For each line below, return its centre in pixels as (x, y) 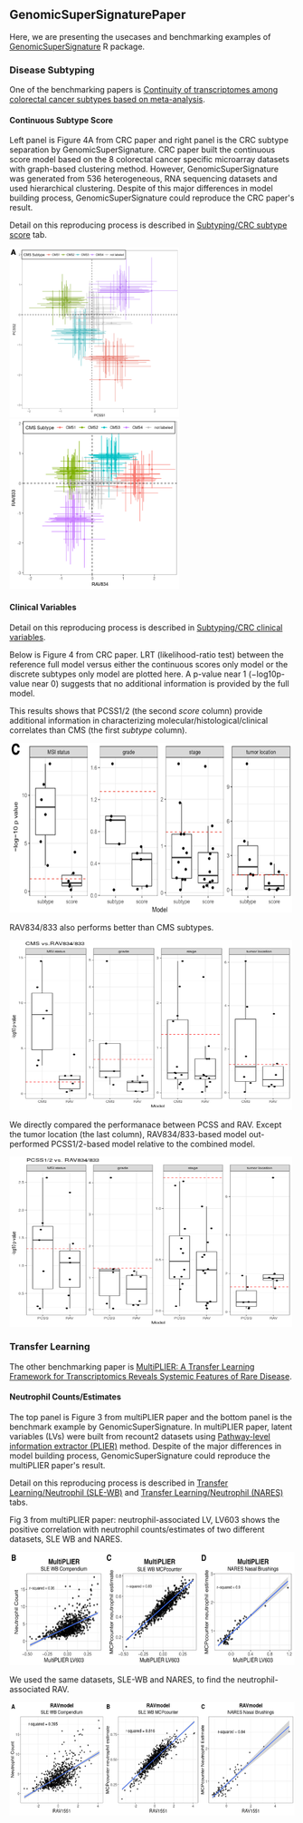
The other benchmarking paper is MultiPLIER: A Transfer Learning (132, 1366)
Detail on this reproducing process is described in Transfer (119, 1483)
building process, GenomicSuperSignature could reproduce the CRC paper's (152, 198)
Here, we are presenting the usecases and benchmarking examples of (140, 36)
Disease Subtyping (52, 70)
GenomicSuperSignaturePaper (98, 15)
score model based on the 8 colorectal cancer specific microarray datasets (149, 160)
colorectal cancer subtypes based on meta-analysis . (108, 100)
